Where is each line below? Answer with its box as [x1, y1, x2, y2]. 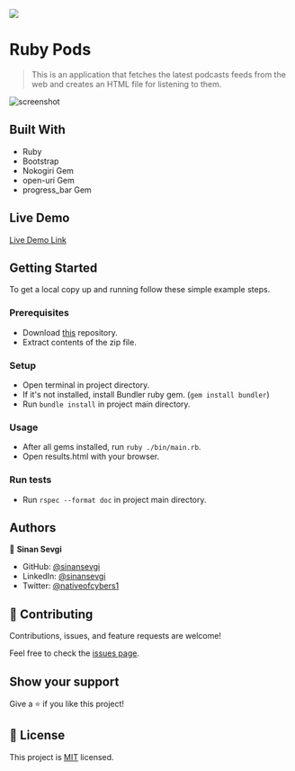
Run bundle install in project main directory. [22, 399, 191, 409]
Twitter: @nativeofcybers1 [22, 580, 120, 591]
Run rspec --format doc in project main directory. [22, 494, 207, 505]
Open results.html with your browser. [22, 451, 160, 462]
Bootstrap [22, 156, 59, 166]
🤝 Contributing [9, 606, 94, 622]
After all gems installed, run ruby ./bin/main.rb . [22, 442, 201, 453]
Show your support [9, 674, 120, 689]
